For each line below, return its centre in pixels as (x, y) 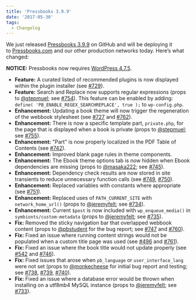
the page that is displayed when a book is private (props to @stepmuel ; (100, 129)
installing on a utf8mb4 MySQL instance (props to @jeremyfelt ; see (96, 285)
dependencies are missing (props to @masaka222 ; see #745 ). (90, 167)
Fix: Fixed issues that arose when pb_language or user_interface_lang (99, 260)
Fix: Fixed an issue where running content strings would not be (90, 236)
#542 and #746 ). (35, 254)
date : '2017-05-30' (30, 17)
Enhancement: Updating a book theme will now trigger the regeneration (102, 111)
